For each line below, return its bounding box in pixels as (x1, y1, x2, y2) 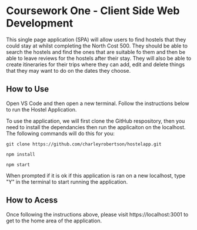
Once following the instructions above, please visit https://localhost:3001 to (6, 211, 189, 218)
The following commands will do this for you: (6, 130, 115, 137)
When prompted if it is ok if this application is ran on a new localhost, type (6, 172, 186, 179)
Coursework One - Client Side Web (6, 4, 180, 18)
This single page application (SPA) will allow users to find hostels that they (6, 36, 186, 43)
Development (6, 16, 74, 30)
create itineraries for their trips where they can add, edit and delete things (6, 60, 185, 68)
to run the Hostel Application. (6, 106, 77, 113)
